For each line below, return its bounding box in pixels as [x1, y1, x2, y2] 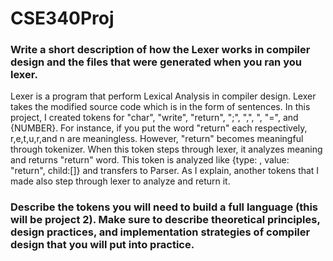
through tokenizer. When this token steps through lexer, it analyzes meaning [10, 143, 323, 156]
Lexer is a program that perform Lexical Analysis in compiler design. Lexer [10, 90, 317, 102]
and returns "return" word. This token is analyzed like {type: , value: [10, 154, 290, 166]
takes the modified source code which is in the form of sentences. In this [10, 101, 311, 113]
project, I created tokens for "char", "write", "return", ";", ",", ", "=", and [10, 112, 299, 124]
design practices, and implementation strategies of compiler [10, 225, 311, 239]
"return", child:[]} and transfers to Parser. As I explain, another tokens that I [10, 165, 320, 177]
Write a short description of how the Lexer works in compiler [10, 43, 311, 57]
